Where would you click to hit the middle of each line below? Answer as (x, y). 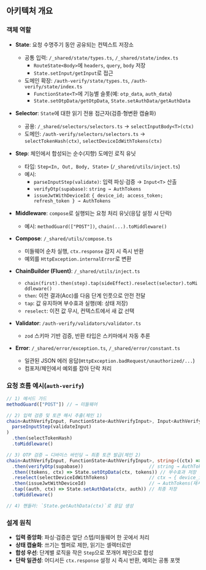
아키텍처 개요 (30, 11)
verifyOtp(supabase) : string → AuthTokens (87, 188)
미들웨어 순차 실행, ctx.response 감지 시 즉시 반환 (84, 251)
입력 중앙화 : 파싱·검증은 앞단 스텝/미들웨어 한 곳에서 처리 (82, 538)
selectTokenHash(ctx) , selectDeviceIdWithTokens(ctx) (93, 140)
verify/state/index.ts (53, 87)
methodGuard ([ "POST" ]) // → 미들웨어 (52, 404)
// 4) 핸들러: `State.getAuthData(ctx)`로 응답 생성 (70, 506)
